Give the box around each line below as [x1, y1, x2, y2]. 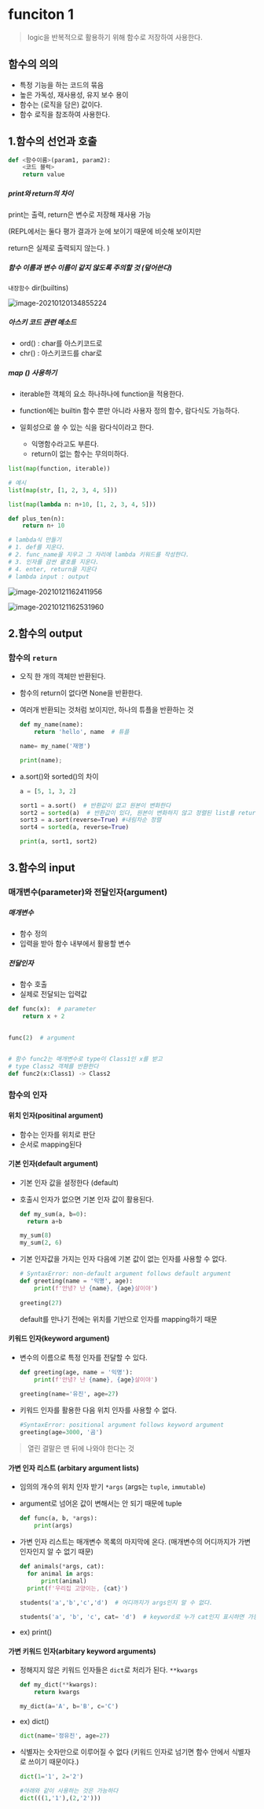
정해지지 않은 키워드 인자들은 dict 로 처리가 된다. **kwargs [19, 1665, 199, 1675]
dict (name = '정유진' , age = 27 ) [19, 1731, 111, 1740]
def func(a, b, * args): [19, 1514, 98, 1522]
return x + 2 [22, 1012, 65, 1021]
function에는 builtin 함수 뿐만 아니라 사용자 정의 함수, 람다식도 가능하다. [19, 406, 240, 416]
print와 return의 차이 [8, 189, 74, 198]
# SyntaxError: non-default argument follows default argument [19, 1270, 232, 1278]
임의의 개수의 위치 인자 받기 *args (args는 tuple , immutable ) [19, 1482, 206, 1492]
